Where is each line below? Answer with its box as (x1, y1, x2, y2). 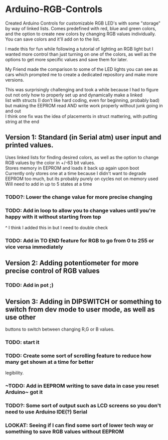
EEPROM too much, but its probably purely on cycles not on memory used (5, 176, 158, 182)
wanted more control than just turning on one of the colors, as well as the (5, 51, 156, 57)
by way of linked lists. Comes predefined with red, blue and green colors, (5, 25, 156, 31)
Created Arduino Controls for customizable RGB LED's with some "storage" (5, 20, 161, 26)
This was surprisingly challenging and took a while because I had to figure (5, 86, 159, 92)
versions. (5, 77, 24, 83)
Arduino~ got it (5, 389, 43, 396)
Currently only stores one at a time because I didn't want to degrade (5, 170, 146, 176)
